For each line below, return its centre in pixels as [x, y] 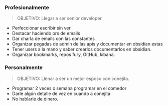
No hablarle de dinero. [35, 98]
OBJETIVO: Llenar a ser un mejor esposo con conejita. [73, 78]
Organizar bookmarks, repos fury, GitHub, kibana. [63, 54]
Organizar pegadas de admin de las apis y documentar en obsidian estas [87, 44]
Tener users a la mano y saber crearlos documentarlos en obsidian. [81, 49]
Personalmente [24, 67]
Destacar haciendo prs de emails [46, 33]
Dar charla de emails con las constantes [53, 38]
